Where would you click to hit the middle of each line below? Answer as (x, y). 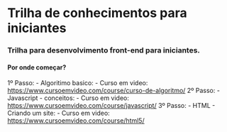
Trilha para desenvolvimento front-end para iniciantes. (104, 50)
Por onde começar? (37, 67)
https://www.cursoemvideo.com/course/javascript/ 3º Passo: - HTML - (111, 106)
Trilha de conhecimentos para (97, 13)
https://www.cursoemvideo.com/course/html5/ (76, 121)
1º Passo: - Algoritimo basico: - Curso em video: (78, 83)
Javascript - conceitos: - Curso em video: (68, 98)
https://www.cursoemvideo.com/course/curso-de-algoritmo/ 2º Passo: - (113, 91)
